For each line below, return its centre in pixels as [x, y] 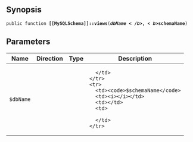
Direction [50, 58]
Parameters [28, 42]
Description [135, 58]
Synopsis [24, 10]
